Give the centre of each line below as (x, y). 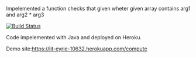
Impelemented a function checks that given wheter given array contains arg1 (98, 8)
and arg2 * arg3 (25, 15)
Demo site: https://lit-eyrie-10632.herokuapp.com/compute (77, 49)
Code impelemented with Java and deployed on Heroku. (74, 37)
